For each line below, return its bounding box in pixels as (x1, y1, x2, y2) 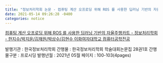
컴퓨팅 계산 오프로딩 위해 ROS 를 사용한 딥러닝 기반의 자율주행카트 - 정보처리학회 (5, 30, 158, 36)
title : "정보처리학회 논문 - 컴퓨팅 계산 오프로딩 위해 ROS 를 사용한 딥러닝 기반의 (5, 7, 151, 12)
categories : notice (5, 16, 45, 21)
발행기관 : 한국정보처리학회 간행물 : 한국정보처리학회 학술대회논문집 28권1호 (5, 47, 148, 52)
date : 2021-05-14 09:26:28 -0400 (5, 12, 73, 16)
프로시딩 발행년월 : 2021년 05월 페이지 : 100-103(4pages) (20, 52, 131, 58)
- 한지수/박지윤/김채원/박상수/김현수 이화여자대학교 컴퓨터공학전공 (5, 36, 130, 42)
